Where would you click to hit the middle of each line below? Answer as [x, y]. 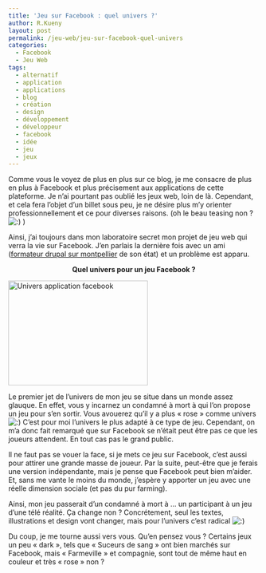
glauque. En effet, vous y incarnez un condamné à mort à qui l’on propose [129, 405]
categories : [28, 45]
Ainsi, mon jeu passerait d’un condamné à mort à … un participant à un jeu [130, 504]
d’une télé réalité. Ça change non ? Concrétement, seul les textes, [116, 512]
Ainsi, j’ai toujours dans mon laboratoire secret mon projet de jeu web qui [128, 237]
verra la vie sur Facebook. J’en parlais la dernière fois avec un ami [117, 246]
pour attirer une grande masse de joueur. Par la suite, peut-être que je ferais [133, 463]
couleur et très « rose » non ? [57, 562]
